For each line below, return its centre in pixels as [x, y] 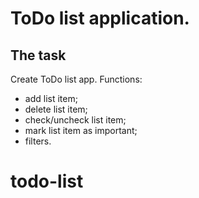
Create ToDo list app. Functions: [76, 79]
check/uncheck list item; [75, 120]
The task [38, 55]
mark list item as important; [81, 130]
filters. [38, 141]
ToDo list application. [100, 18]
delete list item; [56, 109]
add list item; [51, 98]
